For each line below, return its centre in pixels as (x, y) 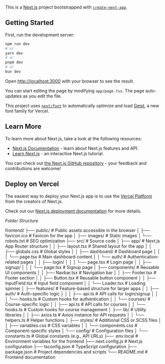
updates (14, 96)
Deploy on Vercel (32, 184)
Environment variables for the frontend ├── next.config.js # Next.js (74, 341)
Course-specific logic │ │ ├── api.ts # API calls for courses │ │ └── (75, 304)
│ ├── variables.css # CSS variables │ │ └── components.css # (71, 325)
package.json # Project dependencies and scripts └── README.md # (76, 352)
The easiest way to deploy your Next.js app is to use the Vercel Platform (79, 196)
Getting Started (29, 23)
